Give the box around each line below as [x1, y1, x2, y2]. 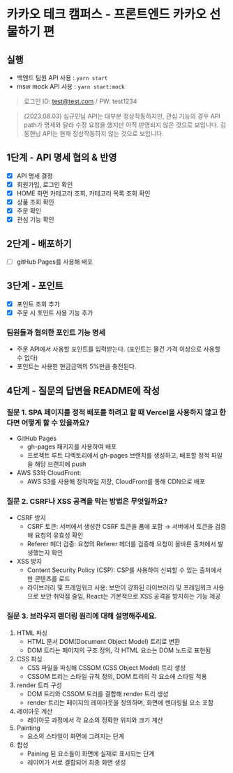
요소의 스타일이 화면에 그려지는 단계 [27, 732, 125, 740]
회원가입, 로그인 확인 [16, 180, 73, 188]
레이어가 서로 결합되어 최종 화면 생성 [27, 758, 126, 766]
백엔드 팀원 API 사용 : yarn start [16, 74, 108, 82]
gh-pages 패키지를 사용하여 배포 [27, 442, 117, 451]
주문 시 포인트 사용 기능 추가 [16, 308, 93, 317]
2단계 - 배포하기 [6, 238, 72, 250]
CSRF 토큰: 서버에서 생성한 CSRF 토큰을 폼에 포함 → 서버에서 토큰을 [27, 523, 213, 531]
